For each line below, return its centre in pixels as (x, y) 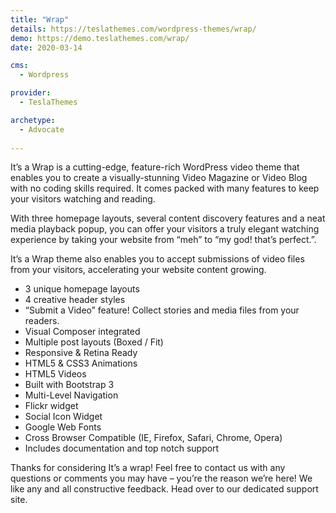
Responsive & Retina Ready (81, 353)
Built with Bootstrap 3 (69, 385)
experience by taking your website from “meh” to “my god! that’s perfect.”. (163, 240)
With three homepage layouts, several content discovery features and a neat (168, 218)
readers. (42, 321)
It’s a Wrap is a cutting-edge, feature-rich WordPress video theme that (155, 167)
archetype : (33, 120)
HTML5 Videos (55, 374)
